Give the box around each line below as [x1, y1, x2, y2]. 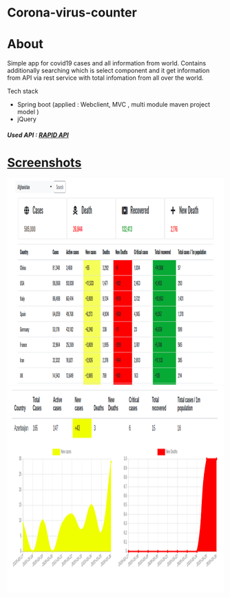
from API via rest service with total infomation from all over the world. [7, 74, 205, 82]
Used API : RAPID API [7, 131, 69, 139]
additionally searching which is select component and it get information [7, 67, 210, 75]
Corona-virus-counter [7, 5, 138, 21]
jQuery [17, 115, 36, 123]
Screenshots [7, 155, 82, 170]
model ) [17, 108, 39, 116]
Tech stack [7, 87, 39, 96]
